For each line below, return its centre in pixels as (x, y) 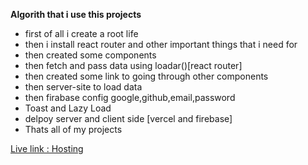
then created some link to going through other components (146, 76)
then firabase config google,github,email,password (130, 97)
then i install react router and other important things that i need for (161, 44)
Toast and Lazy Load (68, 108)
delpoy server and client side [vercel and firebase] (128, 118)
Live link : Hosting (47, 148)
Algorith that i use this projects (76, 14)
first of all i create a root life (81, 33)
